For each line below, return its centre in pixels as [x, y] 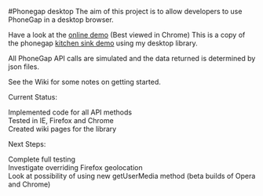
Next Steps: [27, 144]
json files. [24, 67]
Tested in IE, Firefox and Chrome [61, 120]
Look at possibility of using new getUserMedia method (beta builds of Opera [132, 176]
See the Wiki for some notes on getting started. [84, 82]
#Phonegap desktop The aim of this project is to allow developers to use [125, 11]
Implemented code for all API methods [70, 112]
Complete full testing [42, 159]
